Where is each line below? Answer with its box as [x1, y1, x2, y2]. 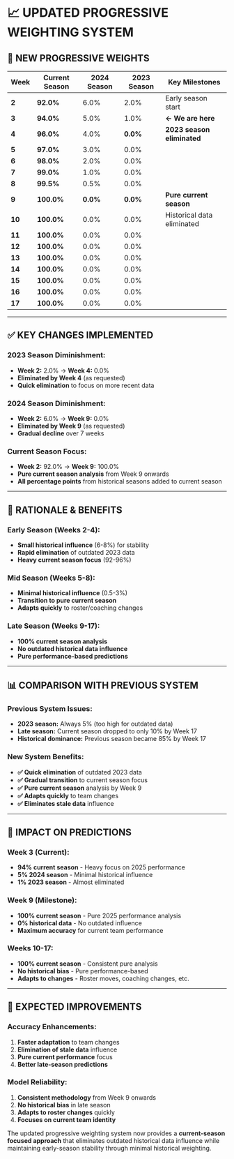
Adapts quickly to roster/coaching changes [17, 604, 143, 612]
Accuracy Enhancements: [7, 1022, 97, 1032]
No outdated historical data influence [17, 644, 127, 652]
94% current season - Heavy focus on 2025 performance [17, 863, 186, 872]
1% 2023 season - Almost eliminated [17, 878, 125, 886]
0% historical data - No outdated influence [17, 918, 143, 927]
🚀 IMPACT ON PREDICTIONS [7, 826, 132, 838]
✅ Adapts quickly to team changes [17, 791, 119, 800]
